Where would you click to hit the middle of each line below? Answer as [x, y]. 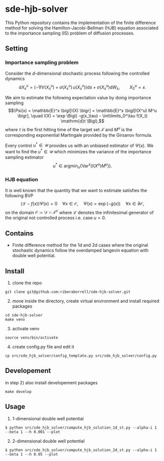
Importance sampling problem [42, 62]
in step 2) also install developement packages [52, 382]
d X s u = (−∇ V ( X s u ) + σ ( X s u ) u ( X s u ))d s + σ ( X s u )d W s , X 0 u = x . [82, 87]
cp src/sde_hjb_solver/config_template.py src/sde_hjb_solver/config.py [81, 356]
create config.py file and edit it [43, 347]
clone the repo [27, 283]
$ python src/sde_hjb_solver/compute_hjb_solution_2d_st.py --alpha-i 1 [81, 450]
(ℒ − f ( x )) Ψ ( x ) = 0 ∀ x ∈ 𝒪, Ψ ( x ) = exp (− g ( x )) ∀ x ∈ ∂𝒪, [82, 203]
